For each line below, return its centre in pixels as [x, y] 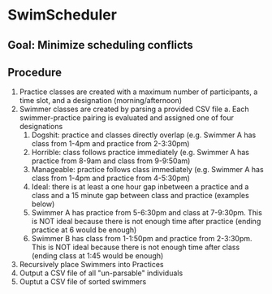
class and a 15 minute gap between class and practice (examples [140, 196]
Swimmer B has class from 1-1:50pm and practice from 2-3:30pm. [142, 239]
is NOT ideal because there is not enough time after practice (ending [146, 222]
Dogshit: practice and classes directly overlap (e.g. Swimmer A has [144, 135]
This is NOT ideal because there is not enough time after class [136, 247]
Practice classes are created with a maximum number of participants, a [138, 92]
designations [41, 127]
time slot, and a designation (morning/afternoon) [101, 101]
